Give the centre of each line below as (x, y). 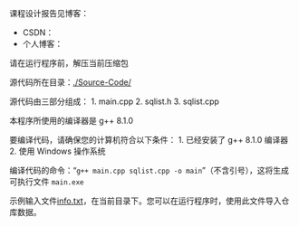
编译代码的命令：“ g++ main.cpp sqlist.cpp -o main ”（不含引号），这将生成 (149, 170)
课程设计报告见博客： (49, 13)
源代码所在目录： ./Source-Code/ (70, 82)
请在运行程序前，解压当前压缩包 (69, 63)
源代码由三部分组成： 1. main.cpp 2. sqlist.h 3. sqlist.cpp (115, 101)
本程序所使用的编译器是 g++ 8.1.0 (72, 121)
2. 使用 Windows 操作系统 (58, 151)
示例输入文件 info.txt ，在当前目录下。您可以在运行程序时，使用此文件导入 (145, 201)
